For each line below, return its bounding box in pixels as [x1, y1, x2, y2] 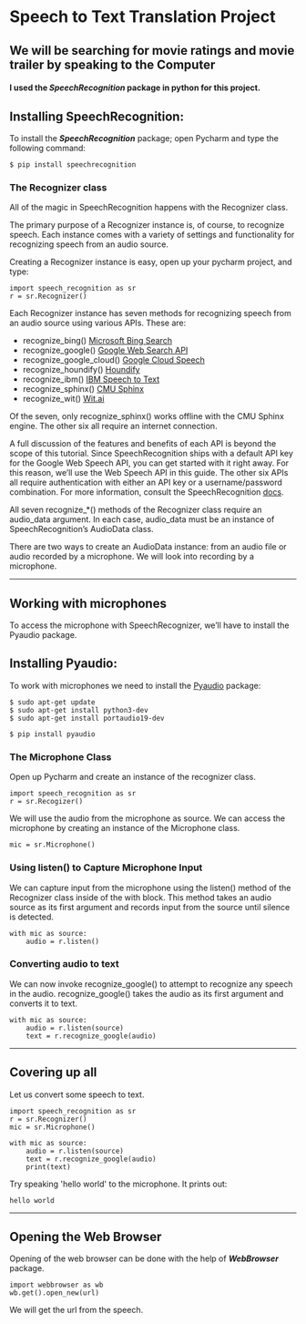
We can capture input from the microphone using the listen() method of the [9, 882, 291, 893]
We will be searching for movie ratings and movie [9, 43, 295, 58]
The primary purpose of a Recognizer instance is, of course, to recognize [9, 220, 285, 231]
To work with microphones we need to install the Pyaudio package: [9, 680, 261, 691]
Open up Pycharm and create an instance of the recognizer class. [9, 772, 257, 783]
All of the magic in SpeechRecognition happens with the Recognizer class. [9, 202, 289, 213]
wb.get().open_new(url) [9, 1288, 100, 1298]
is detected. [9, 911, 55, 922]
